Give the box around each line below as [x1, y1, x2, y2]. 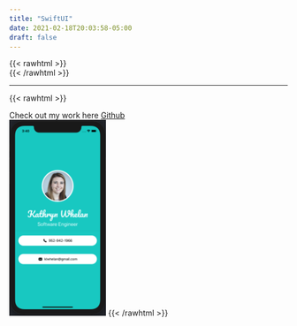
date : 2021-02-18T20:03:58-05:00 [9, 23, 133, 33]
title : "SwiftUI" [9, 14, 73, 23]
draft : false [9, 33, 57, 42]
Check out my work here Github [9, 110, 126, 121]
